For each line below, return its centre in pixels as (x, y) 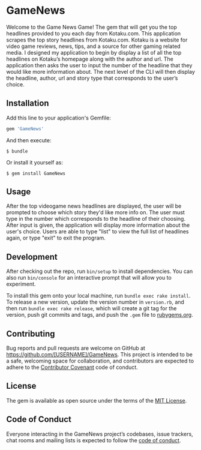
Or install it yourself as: (34, 162)
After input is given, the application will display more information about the (98, 225)
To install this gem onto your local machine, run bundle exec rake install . (98, 296)
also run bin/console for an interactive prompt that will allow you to (89, 278)
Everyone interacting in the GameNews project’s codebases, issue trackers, (100, 434)
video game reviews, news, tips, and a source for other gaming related (94, 46)
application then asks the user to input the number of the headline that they (99, 65)
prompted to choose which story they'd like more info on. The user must (95, 212)
